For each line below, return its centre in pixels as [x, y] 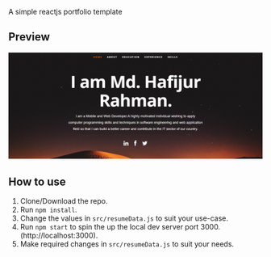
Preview [29, 37]
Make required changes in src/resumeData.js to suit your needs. [127, 244]
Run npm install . [49, 210]
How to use [37, 181]
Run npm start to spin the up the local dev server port [109, 227]
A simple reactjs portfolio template [65, 12]
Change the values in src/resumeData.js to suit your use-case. [124, 218]
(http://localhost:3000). [59, 236]
